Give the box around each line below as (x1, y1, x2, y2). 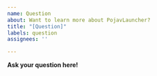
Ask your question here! (7, 61, 78, 69)
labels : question (7, 29, 58, 37)
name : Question (7, 10, 51, 17)
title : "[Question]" (7, 23, 67, 30)
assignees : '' (7, 36, 49, 43)
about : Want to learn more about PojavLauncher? (7, 17, 151, 23)
